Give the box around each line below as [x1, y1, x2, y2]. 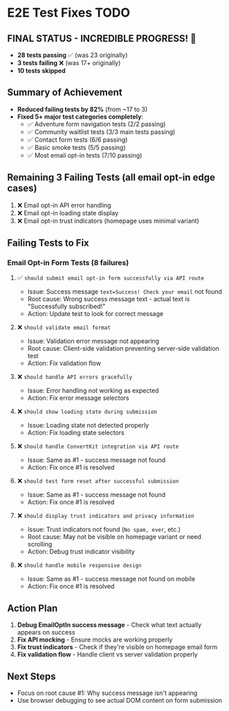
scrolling [27, 540, 53, 549]
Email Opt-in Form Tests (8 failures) [7, 258, 129, 267]
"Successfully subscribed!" [27, 302, 106, 310]
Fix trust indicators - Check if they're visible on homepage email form [17, 643, 218, 651]
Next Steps [7, 670, 56, 682]
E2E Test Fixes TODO [7, 5, 130, 21]
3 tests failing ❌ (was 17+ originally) [17, 59, 121, 67]
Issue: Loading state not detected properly [27, 421, 149, 430]
